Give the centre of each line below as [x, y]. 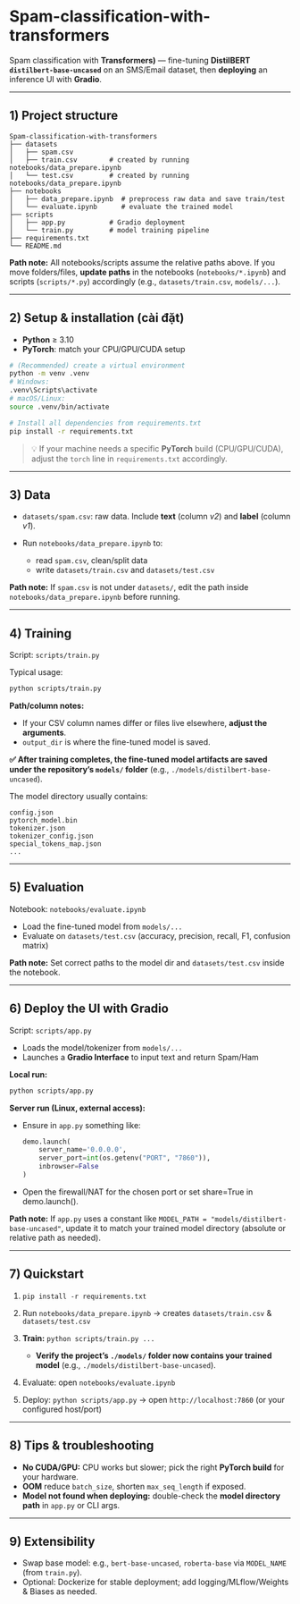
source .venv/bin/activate [59, 407]
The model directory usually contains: [79, 797]
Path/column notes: [47, 706]
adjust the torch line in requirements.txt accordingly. [129, 459]
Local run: [28, 1074]
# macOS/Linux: [37, 399]
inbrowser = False [69, 1167]
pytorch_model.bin [43, 821]
